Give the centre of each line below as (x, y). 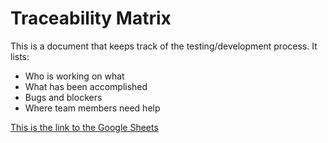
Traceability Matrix (91, 18)
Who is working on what (74, 76)
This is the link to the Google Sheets (84, 127)
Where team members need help (92, 108)
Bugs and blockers (63, 97)
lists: (20, 56)
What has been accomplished (86, 86)
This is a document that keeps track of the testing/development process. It (164, 46)
